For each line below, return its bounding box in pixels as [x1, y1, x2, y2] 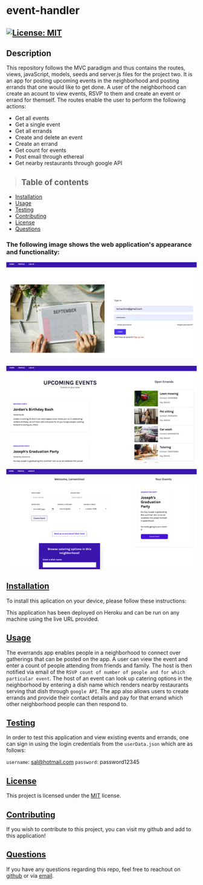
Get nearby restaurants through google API [14, 160, 123, 167]
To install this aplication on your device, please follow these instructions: [6, 597, 187, 604]
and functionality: [6, 248, 60, 256]
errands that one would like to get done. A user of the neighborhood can [6, 83, 187, 91]
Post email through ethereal [14, 153, 85, 160]
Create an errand [14, 140, 58, 148]
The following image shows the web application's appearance [6, 240, 192, 249]
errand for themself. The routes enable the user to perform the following [6, 96, 186, 103]
